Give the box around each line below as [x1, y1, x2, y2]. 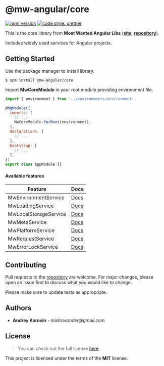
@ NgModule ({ [5, 105, 30, 111]
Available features [5, 173, 44, 179]
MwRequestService [8, 235, 54, 242]
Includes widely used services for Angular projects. [5, 39, 112, 46]
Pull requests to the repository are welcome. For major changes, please [5, 274, 154, 280]
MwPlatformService [8, 227, 55, 234]
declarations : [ [10, 129, 44, 134]
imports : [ [10, 110, 33, 115]
